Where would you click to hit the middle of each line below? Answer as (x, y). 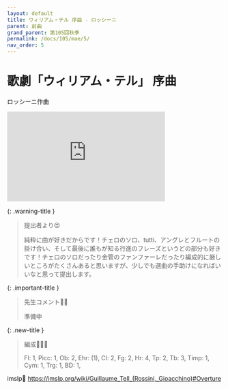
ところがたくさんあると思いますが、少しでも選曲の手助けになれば (123, 265)
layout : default (30, 13)
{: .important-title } (33, 288)
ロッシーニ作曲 (28, 101)
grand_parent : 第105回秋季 (43, 33)
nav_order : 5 (26, 45)
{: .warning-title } (31, 211)
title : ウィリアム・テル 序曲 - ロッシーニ (62, 20)
